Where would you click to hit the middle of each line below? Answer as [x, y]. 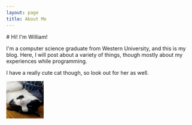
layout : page [22, 13]
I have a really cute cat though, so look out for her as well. [77, 72]
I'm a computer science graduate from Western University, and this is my [96, 48]
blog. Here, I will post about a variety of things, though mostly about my [95, 54]
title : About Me [26, 19]
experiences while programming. [47, 61]
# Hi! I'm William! [27, 36]
